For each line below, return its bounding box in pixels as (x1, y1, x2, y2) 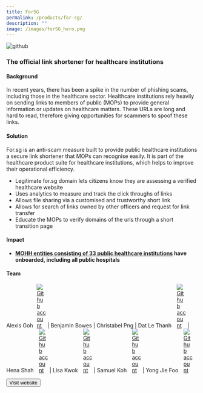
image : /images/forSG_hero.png (6, 26, 85, 32)
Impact (6, 236, 25, 244)
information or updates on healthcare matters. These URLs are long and (6, 106, 186, 113)
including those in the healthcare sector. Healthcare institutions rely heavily (6, 92, 195, 100)
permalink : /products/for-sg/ (6, 15, 83, 21)
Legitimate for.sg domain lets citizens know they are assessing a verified (15, 177, 197, 184)
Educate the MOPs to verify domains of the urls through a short (15, 216, 174, 223)
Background (6, 72, 38, 80)
